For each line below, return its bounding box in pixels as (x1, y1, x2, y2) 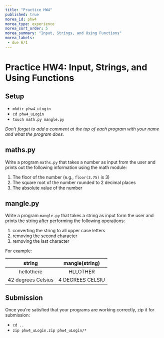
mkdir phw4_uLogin (12, 106, 51, 111)
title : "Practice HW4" (5, 7, 52, 13)
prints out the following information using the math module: (5, 164, 127, 171)
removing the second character (12, 233, 77, 239)
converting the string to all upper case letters (12, 228, 105, 234)
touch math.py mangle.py (12, 117, 64, 122)
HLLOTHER (68, 268, 95, 275)
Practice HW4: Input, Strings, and (5, 61, 147, 73)
